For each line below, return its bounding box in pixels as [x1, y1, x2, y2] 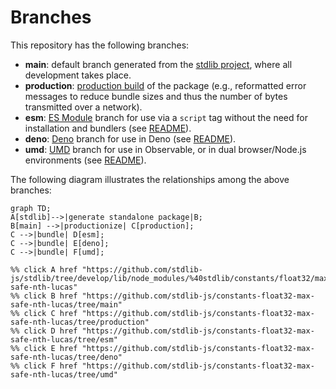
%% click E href [10, 343, 78, 353]
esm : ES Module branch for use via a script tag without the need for [24, 111, 308, 123]
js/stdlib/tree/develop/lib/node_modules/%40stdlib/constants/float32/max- [10, 273, 333, 283]
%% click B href [10, 291, 78, 301]
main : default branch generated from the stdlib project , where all [24, 58, 293, 70]
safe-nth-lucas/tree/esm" [10, 334, 118, 345]
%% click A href [10, 264, 78, 275]
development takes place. [24, 69, 132, 81]
